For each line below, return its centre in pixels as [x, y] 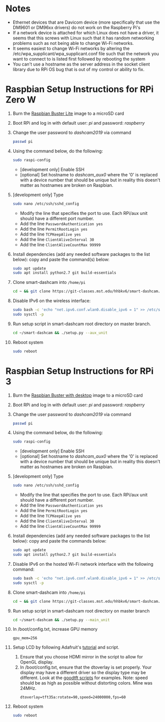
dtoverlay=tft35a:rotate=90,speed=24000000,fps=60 [73, 697]
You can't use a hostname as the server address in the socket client [81, 64]
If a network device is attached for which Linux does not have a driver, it [86, 33]
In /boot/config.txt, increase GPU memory [55, 629]
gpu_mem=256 [25, 638]
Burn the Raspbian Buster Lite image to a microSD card [68, 113]
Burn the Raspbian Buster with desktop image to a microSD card [78, 395]
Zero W [21, 100]
